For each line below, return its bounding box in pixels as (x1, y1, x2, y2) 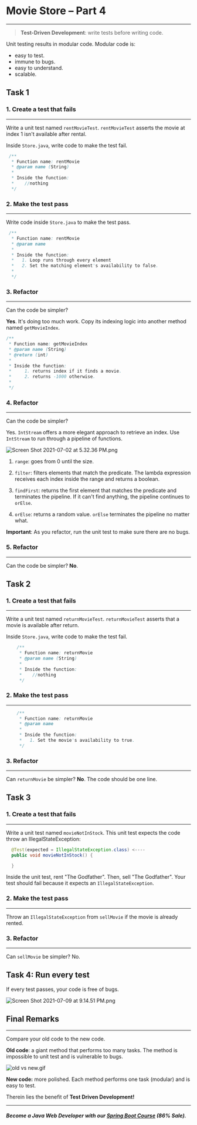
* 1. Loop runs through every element (11, 257, 111, 263)
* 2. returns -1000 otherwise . (8, 374, 96, 380)
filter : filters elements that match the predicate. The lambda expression (14, 469, 191, 477)
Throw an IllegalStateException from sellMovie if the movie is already (6, 913, 178, 920)
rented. (6, 919, 23, 926)
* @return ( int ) (8, 351, 49, 358)
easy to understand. (14, 64, 63, 71)
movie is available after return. (6, 622, 79, 629)
